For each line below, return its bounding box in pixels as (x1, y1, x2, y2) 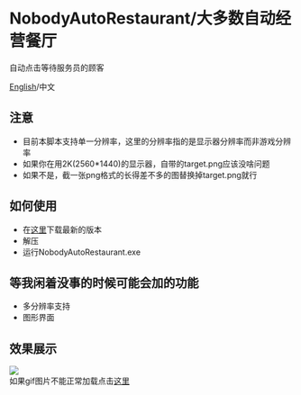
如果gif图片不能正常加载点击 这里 (9, 375, 131, 387)
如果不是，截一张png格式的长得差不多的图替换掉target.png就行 (22, 169, 258, 180)
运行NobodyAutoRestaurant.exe (22, 247, 141, 257)
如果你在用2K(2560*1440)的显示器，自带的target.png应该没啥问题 (22, 158, 270, 169)
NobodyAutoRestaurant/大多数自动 (9, 8, 277, 29)
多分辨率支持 (22, 301, 70, 311)
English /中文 (9, 81, 56, 92)
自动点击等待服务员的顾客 (9, 62, 105, 73)
